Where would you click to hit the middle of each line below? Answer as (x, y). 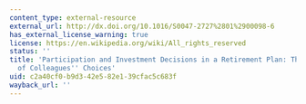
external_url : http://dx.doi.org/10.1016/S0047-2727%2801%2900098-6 (142, 26)
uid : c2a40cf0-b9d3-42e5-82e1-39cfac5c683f (93, 77)
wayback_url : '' (40, 85)
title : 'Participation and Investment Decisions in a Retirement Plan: (148, 60)
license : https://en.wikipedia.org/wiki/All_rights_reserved (128, 43)
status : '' (30, 52)
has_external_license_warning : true (79, 34)
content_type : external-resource (73, 18)
